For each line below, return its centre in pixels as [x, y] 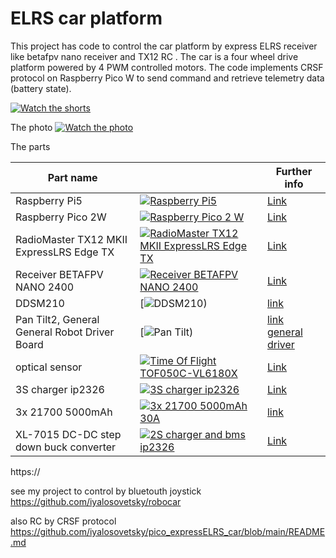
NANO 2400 [45, 287]
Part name [72, 177]
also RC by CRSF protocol [63, 521]
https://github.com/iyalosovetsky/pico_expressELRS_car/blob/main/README [168, 531]
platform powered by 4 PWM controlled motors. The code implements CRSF [167, 67]
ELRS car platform [86, 18]
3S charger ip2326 [60, 389]
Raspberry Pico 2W [61, 217]
